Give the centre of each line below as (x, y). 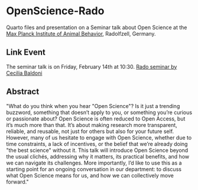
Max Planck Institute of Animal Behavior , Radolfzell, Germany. (81, 33)
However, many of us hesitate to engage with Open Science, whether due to (99, 137)
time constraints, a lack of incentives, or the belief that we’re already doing (97, 144)
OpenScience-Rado (55, 11)
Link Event (26, 53)
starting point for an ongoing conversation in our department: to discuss (94, 169)
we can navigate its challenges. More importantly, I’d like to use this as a (94, 163)
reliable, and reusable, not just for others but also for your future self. (90, 131)
